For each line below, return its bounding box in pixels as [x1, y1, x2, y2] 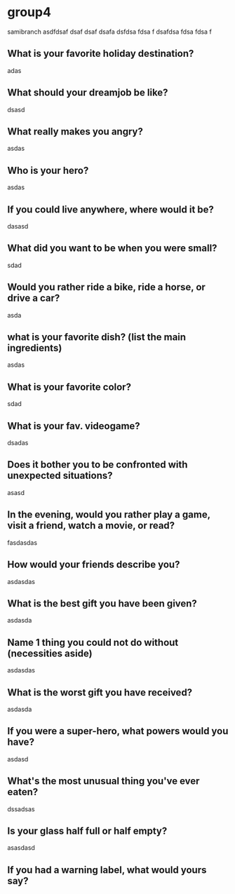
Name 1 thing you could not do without [7, 636, 179, 649]
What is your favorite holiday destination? [7, 48, 194, 60]
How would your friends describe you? [7, 559, 180, 571]
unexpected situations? [7, 470, 113, 482]
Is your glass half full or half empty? [7, 825, 168, 837]
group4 [7, 4, 51, 20]
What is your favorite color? [7, 381, 132, 393]
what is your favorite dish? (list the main [7, 331, 187, 344]
